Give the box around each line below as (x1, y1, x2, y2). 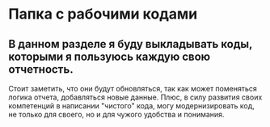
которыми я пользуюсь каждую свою (8, 49, 211, 63)
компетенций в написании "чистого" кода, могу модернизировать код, (8, 101, 255, 110)
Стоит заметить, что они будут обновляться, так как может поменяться (8, 84, 257, 93)
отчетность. (8, 62, 74, 76)
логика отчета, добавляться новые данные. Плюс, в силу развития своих (8, 92, 263, 102)
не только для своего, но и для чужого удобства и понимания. (8, 110, 225, 119)
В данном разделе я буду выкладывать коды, (8, 37, 253, 51)
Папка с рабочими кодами (8, 5, 198, 23)
